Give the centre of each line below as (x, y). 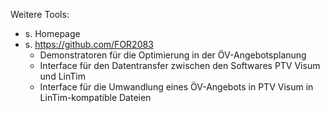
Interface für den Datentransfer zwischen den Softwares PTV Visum (180, 65)
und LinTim (62, 76)
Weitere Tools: (40, 14)
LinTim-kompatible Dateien (95, 97)
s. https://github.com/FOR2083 (89, 44)
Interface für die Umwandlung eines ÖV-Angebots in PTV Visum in (176, 87)
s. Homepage (52, 33)
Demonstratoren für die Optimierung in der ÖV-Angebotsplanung (173, 55)
